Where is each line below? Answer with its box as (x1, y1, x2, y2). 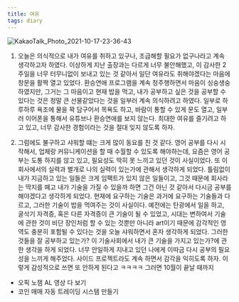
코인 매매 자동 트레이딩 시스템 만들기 (17, 287, 119, 296)
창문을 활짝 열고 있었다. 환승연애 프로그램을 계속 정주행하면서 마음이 (17, 78, 206, 86)
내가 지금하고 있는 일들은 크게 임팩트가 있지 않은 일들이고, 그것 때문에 (17, 173, 210, 182)
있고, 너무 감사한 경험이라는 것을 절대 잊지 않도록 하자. (25, 123, 176, 131)
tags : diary (7, 17, 43, 24)
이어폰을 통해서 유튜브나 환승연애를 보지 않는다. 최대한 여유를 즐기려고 (25, 114, 219, 122)
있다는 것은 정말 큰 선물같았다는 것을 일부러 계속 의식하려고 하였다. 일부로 (17, 96, 221, 104)
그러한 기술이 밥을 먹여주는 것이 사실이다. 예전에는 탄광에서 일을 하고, (33, 201, 225, 209)
